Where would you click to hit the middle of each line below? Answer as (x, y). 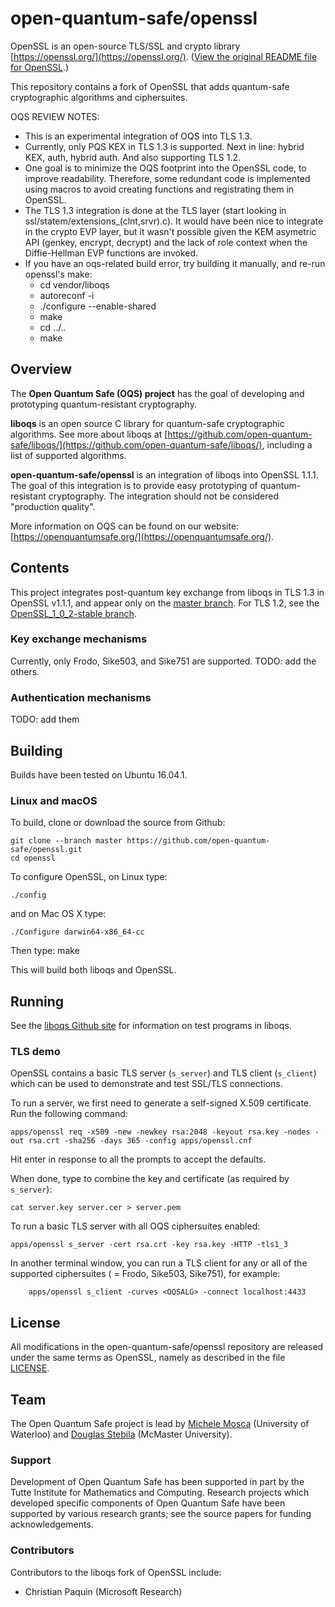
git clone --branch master (66, 841)
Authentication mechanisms (81, 697)
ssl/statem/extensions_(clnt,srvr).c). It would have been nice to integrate (174, 221)
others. (25, 671)
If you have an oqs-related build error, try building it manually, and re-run (175, 263)
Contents (40, 568)
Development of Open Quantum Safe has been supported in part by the (157, 1482)
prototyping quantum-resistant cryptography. (103, 404)
